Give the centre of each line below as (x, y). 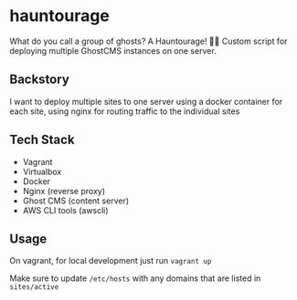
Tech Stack (42, 140)
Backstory (40, 80)
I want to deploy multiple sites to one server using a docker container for (146, 101)
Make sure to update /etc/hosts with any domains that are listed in (135, 278)
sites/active (34, 287)
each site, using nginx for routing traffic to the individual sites (125, 111)
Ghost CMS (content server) (76, 201)
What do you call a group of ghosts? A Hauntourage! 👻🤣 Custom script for (148, 41)
